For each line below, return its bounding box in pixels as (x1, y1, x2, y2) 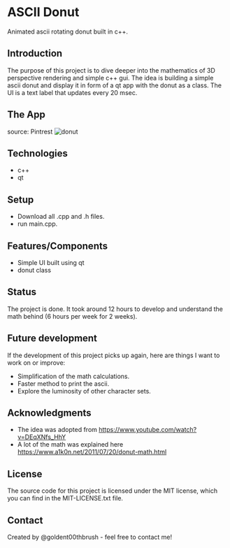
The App (7, 109, 45, 121)
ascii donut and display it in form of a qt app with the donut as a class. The (7, 81, 222, 89)
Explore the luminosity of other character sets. (17, 387, 152, 395)
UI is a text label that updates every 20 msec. (7, 88, 138, 96)
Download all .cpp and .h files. (17, 212, 105, 221)
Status (7, 286, 37, 298)
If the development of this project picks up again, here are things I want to (7, 351, 220, 359)
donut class (17, 266, 51, 274)
